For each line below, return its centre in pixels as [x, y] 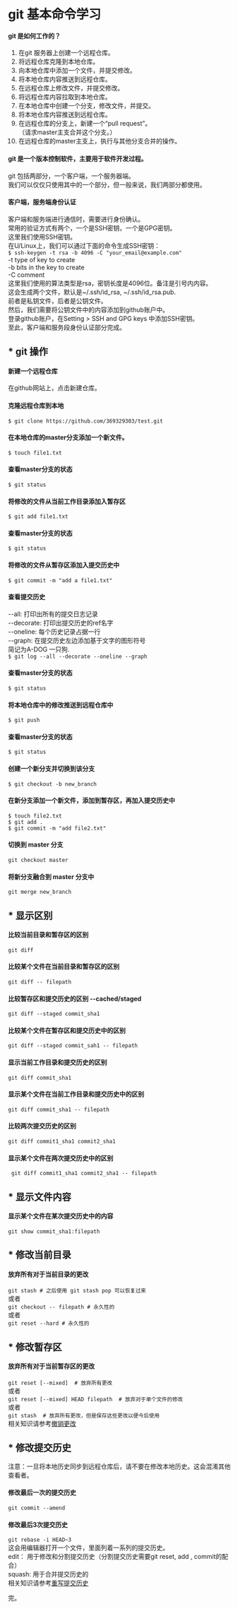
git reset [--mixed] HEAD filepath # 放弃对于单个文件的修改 [95, 1400]
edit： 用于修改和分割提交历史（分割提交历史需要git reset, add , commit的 [115, 1557]
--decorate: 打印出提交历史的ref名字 [61, 623]
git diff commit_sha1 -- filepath [59, 1109]
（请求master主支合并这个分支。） [67, 132]
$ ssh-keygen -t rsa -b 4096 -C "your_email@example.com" [95, 253]
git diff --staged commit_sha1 [54, 1014]
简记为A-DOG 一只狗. [39, 649]
